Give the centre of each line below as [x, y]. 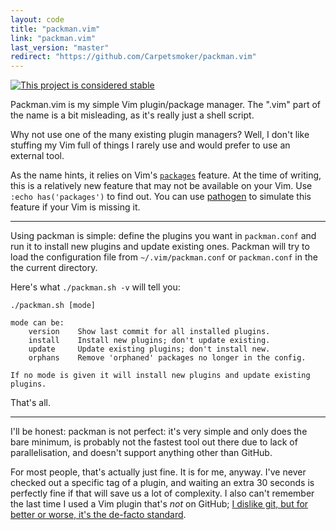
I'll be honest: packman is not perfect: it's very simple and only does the [159, 432]
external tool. [37, 156]
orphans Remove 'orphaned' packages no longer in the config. [167, 358]
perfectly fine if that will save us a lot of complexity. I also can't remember [162, 493]
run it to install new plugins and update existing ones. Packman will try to [160, 247]
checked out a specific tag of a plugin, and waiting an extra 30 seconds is [162, 483]
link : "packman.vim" [53, 38]
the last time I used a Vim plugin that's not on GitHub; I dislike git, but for [159, 504]
